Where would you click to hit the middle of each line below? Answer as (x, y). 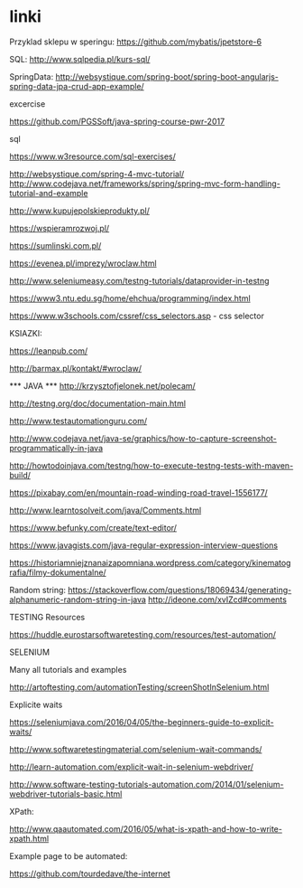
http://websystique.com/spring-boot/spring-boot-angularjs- (167, 76)
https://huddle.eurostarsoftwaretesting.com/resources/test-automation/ (143, 634)
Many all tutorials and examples (68, 669)
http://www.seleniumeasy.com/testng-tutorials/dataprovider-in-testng (139, 280)
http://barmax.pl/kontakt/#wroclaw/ (76, 368)
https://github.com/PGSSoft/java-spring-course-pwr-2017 (117, 121)
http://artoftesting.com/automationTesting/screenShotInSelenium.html (139, 687)
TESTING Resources (47, 617)
